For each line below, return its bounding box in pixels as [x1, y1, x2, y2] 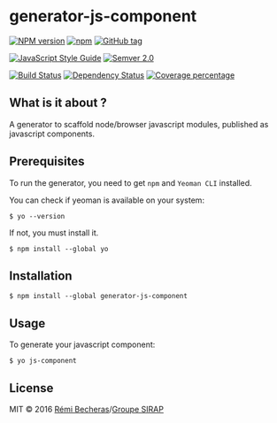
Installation [9, 268, 73, 283]
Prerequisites [9, 154, 85, 169]
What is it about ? [9, 96, 108, 111]
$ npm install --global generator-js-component [9, 292, 189, 301]
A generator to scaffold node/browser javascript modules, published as [9, 119, 269, 129]
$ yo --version [9, 211, 65, 220]
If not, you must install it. [9, 227, 99, 238]
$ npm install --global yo [9, 244, 109, 253]
